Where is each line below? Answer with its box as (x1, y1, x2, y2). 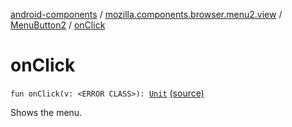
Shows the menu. (10, 106, 83, 118)
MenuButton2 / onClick (10, 19, 106, 31)
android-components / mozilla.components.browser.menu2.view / (10, 9, 283, 20)
